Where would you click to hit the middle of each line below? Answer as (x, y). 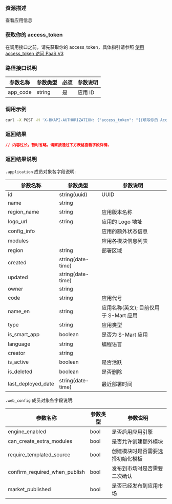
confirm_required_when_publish (47, 472)
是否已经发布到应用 (135, 486)
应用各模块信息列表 (125, 241)
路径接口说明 (21, 68)
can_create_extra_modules (40, 441)
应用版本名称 (117, 212)
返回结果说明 (21, 159)
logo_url (17, 221)
